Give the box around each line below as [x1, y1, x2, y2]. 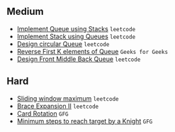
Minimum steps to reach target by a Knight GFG [16, 116, 153, 125]
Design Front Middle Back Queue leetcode [16, 55, 141, 63]
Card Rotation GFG [16, 109, 69, 118]
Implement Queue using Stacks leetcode [16, 24, 136, 33]
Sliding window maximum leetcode [16, 94, 119, 102]
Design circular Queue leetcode [16, 39, 110, 48]
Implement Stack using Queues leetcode [16, 32, 136, 40]
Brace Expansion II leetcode [16, 101, 99, 110]
